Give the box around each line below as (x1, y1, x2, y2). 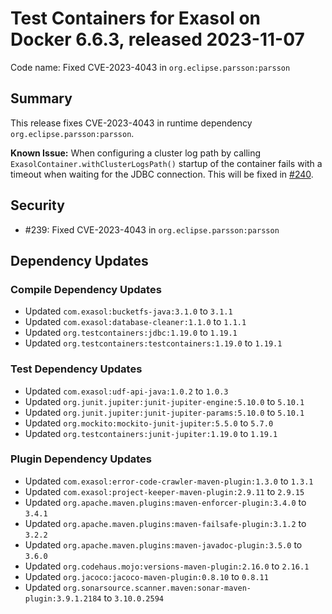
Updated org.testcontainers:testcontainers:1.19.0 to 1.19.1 (24, 337, 283, 349)
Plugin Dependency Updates (10, 452, 152, 466)
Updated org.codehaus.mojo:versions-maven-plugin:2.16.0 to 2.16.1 (24, 560, 310, 572)
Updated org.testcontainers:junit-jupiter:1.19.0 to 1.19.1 (24, 427, 278, 439)
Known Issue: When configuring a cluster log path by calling (10, 147, 262, 159)
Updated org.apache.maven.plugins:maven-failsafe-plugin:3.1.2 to (24, 517, 307, 529)
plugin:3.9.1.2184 (24, 593, 102, 604)
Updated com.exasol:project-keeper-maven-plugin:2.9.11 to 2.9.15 (24, 485, 305, 497)
